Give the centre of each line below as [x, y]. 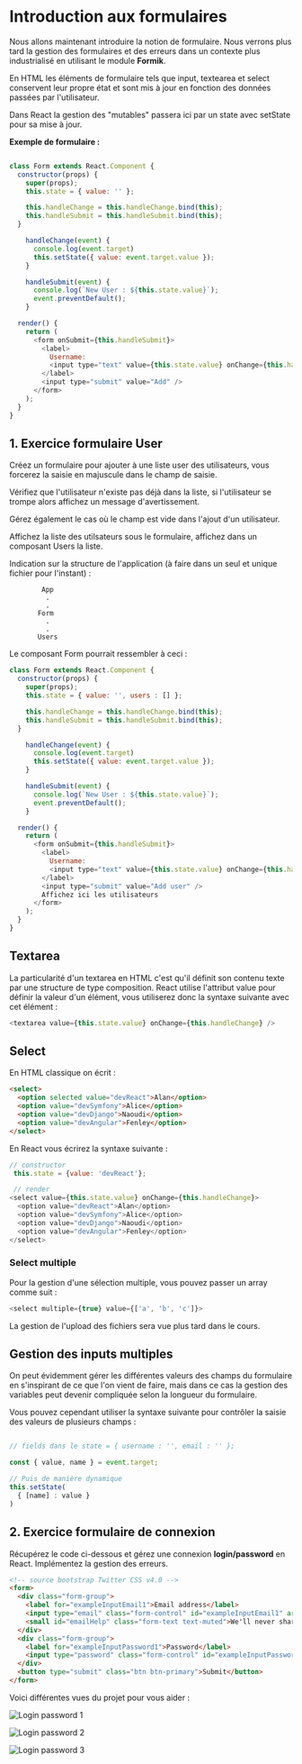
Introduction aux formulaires [118, 17]
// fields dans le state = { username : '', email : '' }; [122, 1446]
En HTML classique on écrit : [63, 1073]
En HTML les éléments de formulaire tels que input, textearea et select [139, 77]
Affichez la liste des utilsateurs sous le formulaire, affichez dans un [133, 537]
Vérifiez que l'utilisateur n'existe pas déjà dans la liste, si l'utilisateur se [141, 492]
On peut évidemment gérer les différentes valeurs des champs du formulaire [151, 1376]
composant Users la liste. [56, 546]
